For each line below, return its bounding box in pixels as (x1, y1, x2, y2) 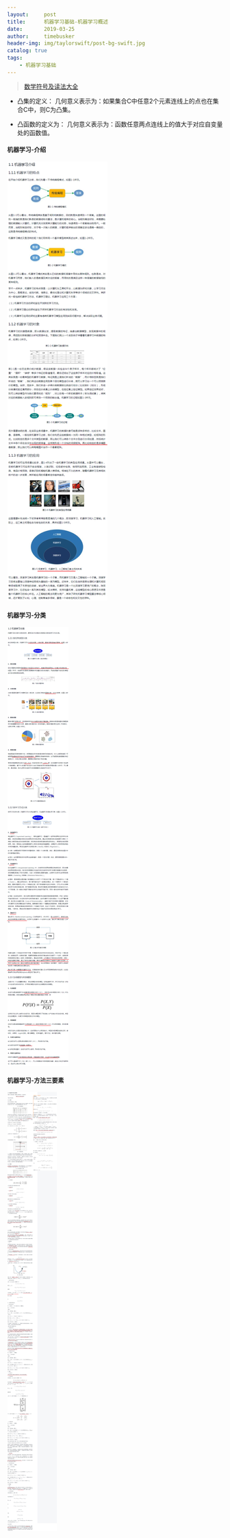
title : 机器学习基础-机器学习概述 (7, 18, 108, 25)
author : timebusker (7, 33, 75, 40)
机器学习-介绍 (7, 145, 47, 154)
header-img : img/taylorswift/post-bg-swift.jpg (7, 40, 146, 47)
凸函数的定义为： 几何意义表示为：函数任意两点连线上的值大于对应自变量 (16, 120, 223, 128)
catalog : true (7, 47, 48, 54)
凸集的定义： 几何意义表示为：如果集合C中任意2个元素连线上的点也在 (16, 97, 214, 105)
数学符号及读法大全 (23, 82, 79, 91)
